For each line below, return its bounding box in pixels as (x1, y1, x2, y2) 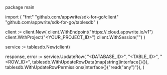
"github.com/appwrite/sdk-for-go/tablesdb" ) (5, 19, 99, 25)
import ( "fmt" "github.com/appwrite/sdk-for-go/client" (5, 14, 119, 19)
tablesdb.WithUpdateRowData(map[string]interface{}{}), (32, 59, 149, 64)
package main (5, 4, 35, 10)
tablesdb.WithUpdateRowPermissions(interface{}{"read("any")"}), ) (5, 64, 144, 70)
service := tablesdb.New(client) (5, 44, 70, 49)
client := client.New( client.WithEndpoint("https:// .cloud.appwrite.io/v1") (5, 29, 153, 34)
